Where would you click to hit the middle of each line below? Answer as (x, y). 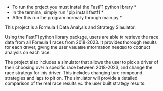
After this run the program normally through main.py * (67, 18)
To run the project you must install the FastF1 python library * (74, 7)
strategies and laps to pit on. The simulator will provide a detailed (71, 78)
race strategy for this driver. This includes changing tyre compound (74, 73)
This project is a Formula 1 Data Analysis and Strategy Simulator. (70, 27)
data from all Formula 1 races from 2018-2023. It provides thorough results (81, 42)
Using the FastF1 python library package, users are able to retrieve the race (82, 37)
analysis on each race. (28, 52)
